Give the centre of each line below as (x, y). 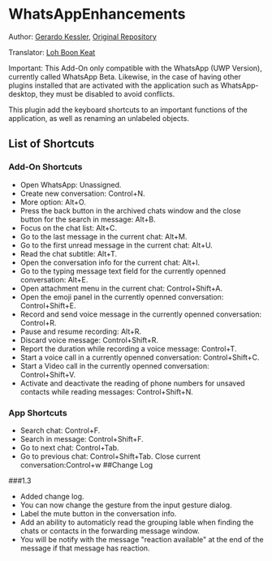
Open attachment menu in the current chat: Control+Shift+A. (121, 288)
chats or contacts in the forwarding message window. (110, 531)
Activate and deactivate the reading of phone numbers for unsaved (132, 383)
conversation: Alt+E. (54, 279)
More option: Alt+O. (53, 202)
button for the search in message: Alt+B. (88, 219)
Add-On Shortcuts (45, 167)
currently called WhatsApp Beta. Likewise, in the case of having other (125, 76)
